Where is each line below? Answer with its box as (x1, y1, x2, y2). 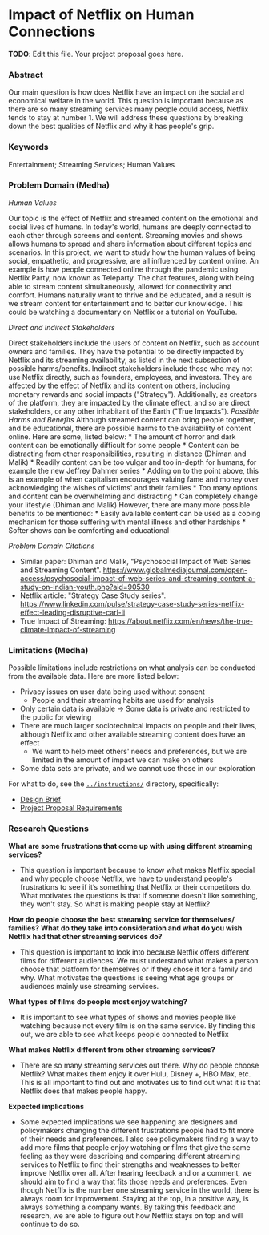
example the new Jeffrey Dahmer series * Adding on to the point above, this (8, 466, 259, 475)
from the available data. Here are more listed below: (8, 672, 179, 681)
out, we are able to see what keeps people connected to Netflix (19, 1030, 230, 1039)
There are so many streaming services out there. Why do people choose (19, 1060, 259, 1071)
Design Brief (19, 795, 62, 805)
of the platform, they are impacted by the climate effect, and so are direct (8, 398, 251, 407)
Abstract (8, 69, 44, 80)
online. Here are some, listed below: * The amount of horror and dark (8, 431, 236, 442)
